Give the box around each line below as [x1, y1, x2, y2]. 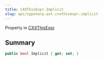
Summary [5, 38, 35, 47]
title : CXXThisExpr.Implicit [5, 7, 64, 12]
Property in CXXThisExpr [5, 24, 55, 30]
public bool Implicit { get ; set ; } [5, 51, 79, 56]
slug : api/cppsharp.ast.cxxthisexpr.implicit [5, 12, 98, 16]
